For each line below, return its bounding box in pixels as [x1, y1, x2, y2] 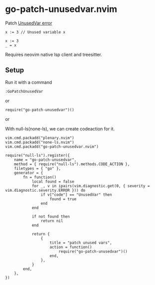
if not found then [31, 214, 70, 219]
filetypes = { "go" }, [14, 166, 61, 171]
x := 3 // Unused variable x [5, 29, 66, 34]
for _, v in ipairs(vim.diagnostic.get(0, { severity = [31, 183, 150, 188]
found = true [49, 196, 77, 202]
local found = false [31, 179, 75, 184]
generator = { [14, 170, 43, 175]
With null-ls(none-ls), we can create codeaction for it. [5, 126, 115, 132]
